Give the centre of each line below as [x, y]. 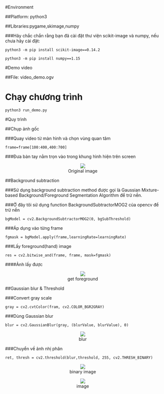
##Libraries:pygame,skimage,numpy [42, 26]
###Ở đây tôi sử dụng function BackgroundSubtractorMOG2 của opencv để [82, 205]
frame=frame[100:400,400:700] [36, 147]
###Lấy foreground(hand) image [38, 246]
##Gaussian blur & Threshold [35, 288]
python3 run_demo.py [26, 110]
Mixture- [150, 190]
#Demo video [19, 68]
